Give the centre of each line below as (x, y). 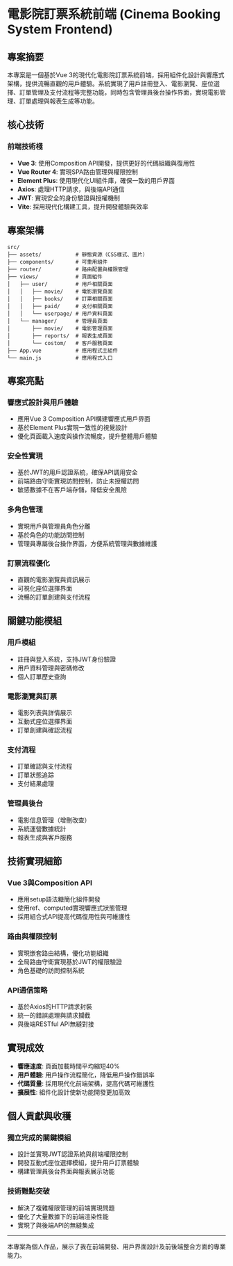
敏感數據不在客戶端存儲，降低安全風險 (72, 490)
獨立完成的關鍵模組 (39, 1138)
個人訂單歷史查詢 (42, 676)
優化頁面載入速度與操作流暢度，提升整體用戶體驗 (87, 436)
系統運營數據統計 (42, 828)
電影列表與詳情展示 (45, 713)
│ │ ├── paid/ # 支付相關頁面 (60, 306)
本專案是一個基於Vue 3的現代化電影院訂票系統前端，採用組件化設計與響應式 (116, 75)
